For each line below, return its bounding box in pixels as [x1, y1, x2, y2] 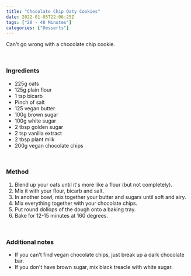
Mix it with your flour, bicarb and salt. [14, 187, 105, 194]
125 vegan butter [14, 104, 55, 111]
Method [6, 167, 29, 176]
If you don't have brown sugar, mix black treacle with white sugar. [14, 264, 173, 271]
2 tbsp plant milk [14, 135, 55, 143]
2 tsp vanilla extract [14, 130, 62, 137]
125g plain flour [14, 86, 52, 93]
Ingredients [6, 67, 40, 75]
